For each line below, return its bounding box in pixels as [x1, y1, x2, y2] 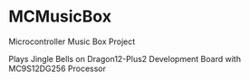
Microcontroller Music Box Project [8, 36, 136, 47]
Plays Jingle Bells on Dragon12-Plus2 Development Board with [8, 53, 242, 64]
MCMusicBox [8, 6, 112, 27]
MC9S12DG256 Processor [8, 63, 106, 74]
